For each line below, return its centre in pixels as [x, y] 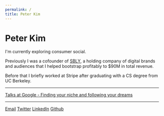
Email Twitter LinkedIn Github [34, 109]
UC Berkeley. [18, 81]
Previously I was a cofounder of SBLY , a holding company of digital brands [80, 61]
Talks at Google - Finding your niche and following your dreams [69, 95]
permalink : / [18, 10]
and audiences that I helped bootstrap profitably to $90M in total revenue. [79, 66]
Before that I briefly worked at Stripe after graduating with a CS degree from [82, 76]
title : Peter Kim [23, 14]
